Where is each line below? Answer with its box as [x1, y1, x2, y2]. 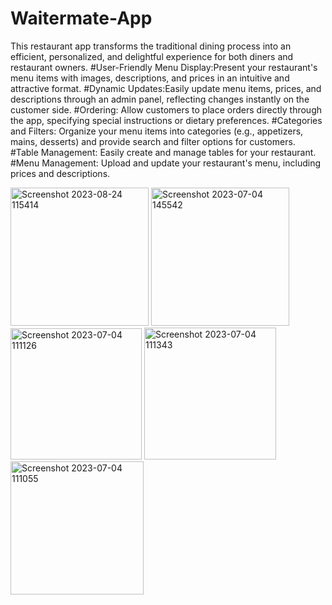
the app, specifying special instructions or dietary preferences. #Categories [10, 114, 323, 126]
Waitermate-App [10, 7, 153, 30]
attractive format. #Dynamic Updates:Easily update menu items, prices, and [10, 82, 322, 94]
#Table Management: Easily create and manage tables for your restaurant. [10, 146, 317, 158]
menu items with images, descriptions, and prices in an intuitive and [10, 72, 290, 84]
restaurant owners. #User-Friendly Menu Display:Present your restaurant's [10, 61, 318, 73]
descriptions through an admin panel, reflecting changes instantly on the [10, 93, 310, 105]
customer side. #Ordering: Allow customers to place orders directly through [10, 103, 322, 116]
